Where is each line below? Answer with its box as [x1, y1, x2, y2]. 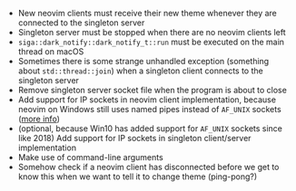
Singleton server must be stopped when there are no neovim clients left [17, 27, 286, 37]
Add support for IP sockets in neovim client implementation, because [17, 94, 277, 105]
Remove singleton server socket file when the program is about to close [17, 85, 288, 95]
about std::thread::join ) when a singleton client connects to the [17, 65, 263, 76]
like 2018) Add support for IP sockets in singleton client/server [17, 133, 252, 143]
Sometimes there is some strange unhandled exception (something [17, 56, 270, 66]
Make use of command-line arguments [17, 152, 163, 162]
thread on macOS [17, 46, 84, 57]
